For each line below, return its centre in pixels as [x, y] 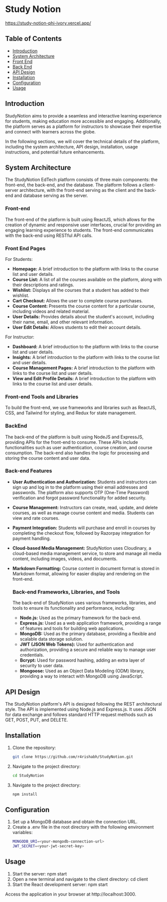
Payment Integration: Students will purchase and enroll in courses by [84, 528]
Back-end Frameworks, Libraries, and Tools [66, 592]
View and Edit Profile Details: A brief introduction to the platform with [84, 378]
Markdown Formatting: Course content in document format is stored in [86, 568]
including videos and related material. [51, 311]
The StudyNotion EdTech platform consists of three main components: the [82, 180]
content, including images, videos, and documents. [65, 559]
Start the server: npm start [40, 874]
